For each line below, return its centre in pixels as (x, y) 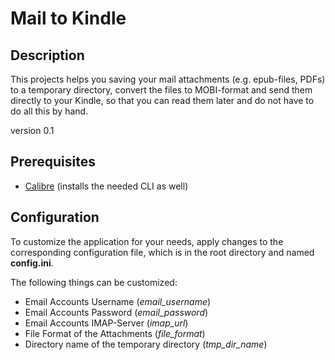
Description (47, 55)
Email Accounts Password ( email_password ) (116, 312)
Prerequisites (53, 162)
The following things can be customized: (94, 282)
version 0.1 (32, 130)
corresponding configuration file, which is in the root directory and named (162, 252)
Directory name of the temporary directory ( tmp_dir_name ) (146, 344)
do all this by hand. (49, 111)
